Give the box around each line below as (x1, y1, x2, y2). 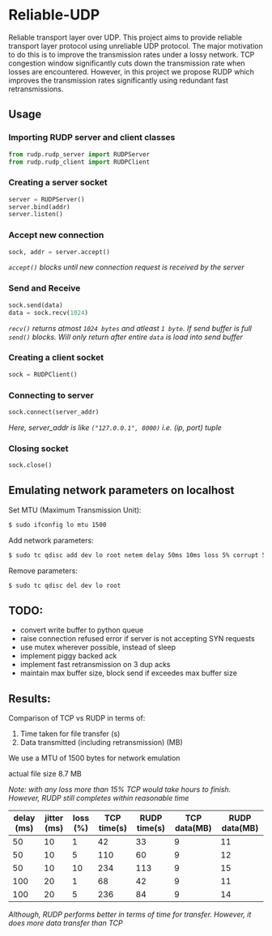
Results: (8, 691, 51, 705)
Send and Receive (8, 283, 81, 294)
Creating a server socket (8, 177, 108, 188)
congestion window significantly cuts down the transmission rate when (8, 58, 245, 68)
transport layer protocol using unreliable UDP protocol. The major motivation (8, 40, 263, 50)
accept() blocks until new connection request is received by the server (8, 262, 244, 272)
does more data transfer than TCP (8, 918, 123, 928)
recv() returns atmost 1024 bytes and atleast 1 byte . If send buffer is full (8, 323, 253, 333)
